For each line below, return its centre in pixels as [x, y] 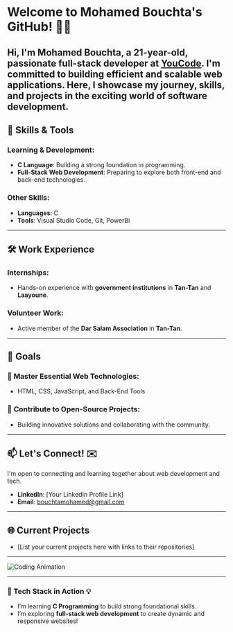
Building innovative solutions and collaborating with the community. [113, 425]
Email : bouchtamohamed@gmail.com [71, 502]
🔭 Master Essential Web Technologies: [74, 376]
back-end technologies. [51, 180]
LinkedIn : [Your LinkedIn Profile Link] [70, 495]
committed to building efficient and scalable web [115, 74]
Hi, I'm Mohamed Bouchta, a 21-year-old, [98, 52]
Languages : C [38, 213]
